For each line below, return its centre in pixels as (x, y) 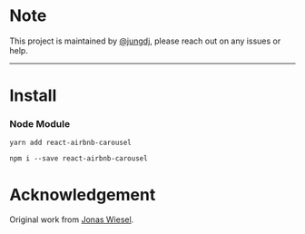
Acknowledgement (83, 195)
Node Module (40, 124)
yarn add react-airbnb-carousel (70, 143)
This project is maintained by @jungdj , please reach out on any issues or (145, 41)
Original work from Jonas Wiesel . (72, 219)
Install (33, 96)
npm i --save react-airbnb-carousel (79, 159)
